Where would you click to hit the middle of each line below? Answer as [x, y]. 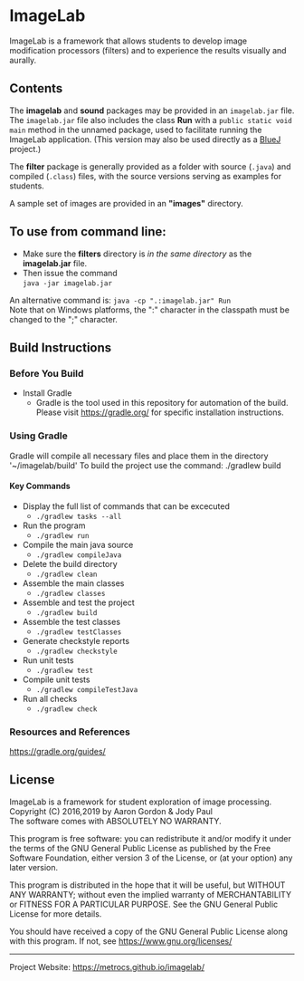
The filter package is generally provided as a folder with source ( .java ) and [150, 166]
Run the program [54, 525]
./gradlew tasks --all [79, 516]
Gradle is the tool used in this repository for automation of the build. [162, 403]
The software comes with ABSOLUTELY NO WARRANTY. [115, 821]
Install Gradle [47, 393]
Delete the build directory [70, 563]
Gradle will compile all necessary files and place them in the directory [139, 456]
